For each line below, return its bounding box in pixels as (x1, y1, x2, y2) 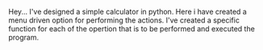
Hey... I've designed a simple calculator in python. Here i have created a (8, 7, 248, 16)
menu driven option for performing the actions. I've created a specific (8, 15, 240, 25)
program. (8, 32, 40, 42)
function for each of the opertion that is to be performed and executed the (8, 24, 256, 33)
